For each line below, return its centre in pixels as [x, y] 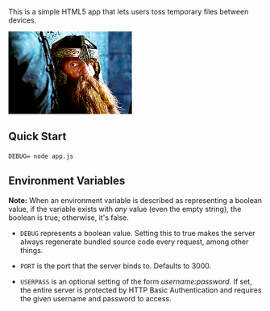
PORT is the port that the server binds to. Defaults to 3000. [116, 266]
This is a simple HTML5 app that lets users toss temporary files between [129, 12]
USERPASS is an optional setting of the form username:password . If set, [136, 281]
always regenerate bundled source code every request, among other [134, 242]
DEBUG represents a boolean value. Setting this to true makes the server [137, 233]
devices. [23, 20]
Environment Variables [67, 181]
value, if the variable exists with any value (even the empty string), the [125, 209]
